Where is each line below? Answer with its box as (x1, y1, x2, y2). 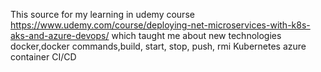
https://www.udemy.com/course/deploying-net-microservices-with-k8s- (10, 19, 311, 31)
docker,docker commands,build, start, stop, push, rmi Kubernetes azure (10, 40, 307, 52)
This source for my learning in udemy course (10, 9, 195, 20)
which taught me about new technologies (111, 30, 282, 41)
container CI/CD (10, 51, 77, 63)
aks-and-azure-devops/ (10, 30, 110, 41)
